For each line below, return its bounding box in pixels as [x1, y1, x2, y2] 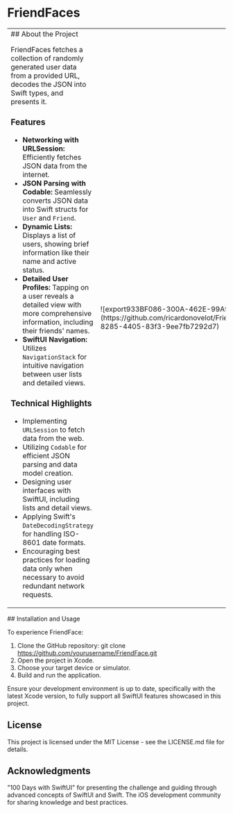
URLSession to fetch [22, 425, 85, 435]
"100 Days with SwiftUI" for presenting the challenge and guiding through [7, 783, 217, 792]
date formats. [42, 537, 86, 547]
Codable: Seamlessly [22, 187, 92, 196]
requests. [22, 589, 53, 599]
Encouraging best [22, 546, 80, 556]
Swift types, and [10, 88, 64, 98]
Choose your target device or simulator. [17, 663, 131, 671]
